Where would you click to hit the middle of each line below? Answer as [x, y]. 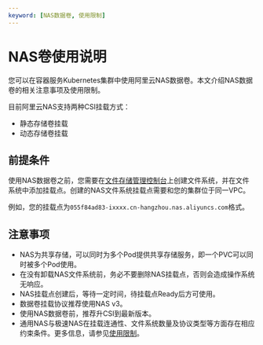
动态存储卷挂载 [44, 133]
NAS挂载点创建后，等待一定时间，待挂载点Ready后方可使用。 [119, 294]
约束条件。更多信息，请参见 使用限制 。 [81, 333]
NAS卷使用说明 [58, 57]
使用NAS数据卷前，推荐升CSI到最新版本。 [87, 314]
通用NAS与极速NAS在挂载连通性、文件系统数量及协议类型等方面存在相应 [137, 324]
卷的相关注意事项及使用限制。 [56, 90]
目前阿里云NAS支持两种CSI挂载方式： [69, 106]
